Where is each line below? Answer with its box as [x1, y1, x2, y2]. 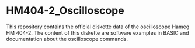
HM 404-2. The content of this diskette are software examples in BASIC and [6, 29, 189, 36]
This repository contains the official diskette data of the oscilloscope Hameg [6, 23, 190, 30]
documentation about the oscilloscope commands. [6, 35, 128, 42]
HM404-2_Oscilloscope [6, 4, 124, 17]
